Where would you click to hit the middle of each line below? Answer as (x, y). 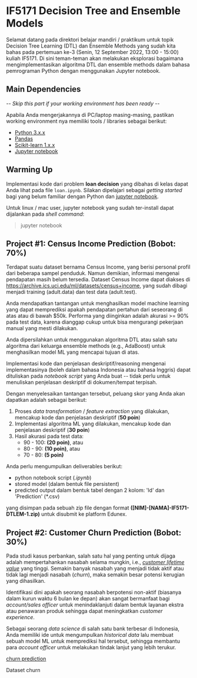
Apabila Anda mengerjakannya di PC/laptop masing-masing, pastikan (90, 115)
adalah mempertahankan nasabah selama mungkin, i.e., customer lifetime (95, 562)
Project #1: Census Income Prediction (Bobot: (91, 244)
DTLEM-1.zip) (23, 514)
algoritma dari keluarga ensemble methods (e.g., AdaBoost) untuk (86, 346)
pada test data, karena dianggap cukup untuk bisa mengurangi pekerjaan (95, 322)
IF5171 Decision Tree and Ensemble (94, 11)
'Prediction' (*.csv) (37, 496)
